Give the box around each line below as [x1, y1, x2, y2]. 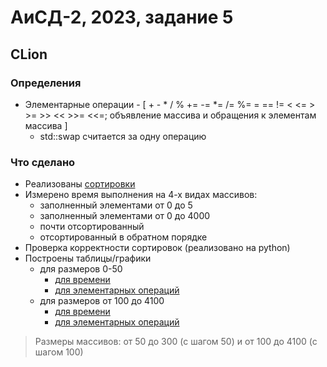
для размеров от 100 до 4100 [39, 295, 165, 307]
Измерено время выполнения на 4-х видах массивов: [24, 189, 258, 201]
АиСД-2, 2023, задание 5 [10, 6, 234, 29]
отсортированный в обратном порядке [39, 231, 208, 243]
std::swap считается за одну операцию [39, 130, 207, 142]
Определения [10, 76, 82, 90]
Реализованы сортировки [24, 178, 136, 190]
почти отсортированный [39, 221, 145, 233]
